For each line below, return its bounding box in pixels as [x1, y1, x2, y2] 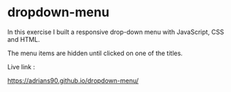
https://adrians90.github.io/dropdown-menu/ [7, 76, 139, 85]
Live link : [7, 62, 36, 71]
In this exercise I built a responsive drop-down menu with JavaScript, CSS [7, 28, 225, 36]
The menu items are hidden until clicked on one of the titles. [7, 49, 183, 57]
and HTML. [7, 35, 41, 43]
